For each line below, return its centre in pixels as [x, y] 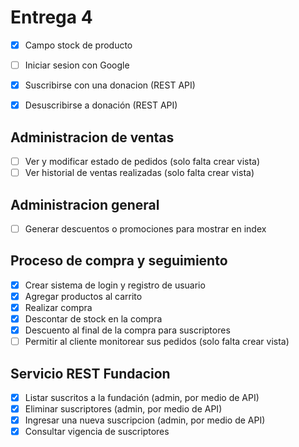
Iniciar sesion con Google [77, 65]
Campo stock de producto [78, 45]
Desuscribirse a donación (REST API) [101, 105]
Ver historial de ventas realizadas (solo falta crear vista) [139, 173]
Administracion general [85, 204]
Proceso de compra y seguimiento [119, 261]
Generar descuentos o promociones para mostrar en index [145, 228]
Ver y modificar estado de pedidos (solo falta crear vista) [142, 161]
